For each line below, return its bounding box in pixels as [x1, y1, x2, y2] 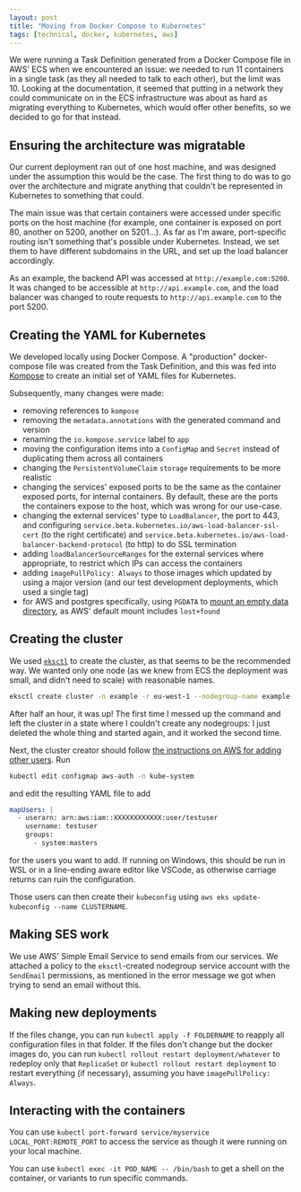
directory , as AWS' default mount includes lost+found [21, 605, 221, 616]
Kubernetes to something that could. [9, 190, 144, 201]
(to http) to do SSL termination [125, 539, 237, 549]
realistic [21, 472, 52, 482]
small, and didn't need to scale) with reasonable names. [9, 675, 215, 685]
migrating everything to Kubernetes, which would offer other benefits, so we [9, 102, 291, 113]
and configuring [21, 520, 82, 530]
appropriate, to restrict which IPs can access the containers [21, 558, 244, 569]
